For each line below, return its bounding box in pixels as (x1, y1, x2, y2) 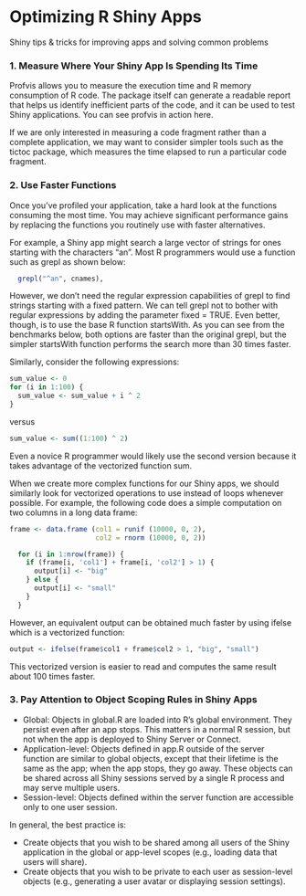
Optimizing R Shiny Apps (9, 6, 203, 27)
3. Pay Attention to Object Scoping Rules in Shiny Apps (9, 693, 258, 706)
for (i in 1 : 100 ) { (9, 383, 84, 392)
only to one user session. (22, 801, 118, 812)
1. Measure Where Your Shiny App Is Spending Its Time (9, 59, 259, 72)
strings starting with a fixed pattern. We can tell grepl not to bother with (9, 300, 279, 311)
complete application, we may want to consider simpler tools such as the (9, 137, 284, 148)
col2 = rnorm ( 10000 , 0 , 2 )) (95, 532, 206, 543)
